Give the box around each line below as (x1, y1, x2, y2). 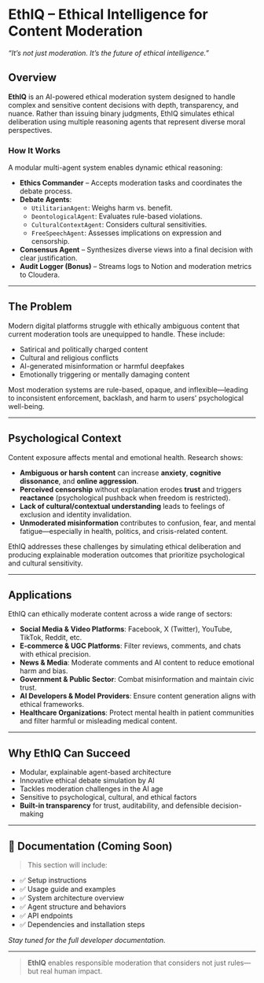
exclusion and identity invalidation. (19, 510, 132, 519)
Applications (8, 588, 72, 602)
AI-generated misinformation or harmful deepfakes (19, 361, 185, 370)
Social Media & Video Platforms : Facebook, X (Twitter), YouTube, (19, 624, 233, 634)
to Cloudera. (19, 270, 60, 280)
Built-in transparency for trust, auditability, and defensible (19, 801, 210, 811)
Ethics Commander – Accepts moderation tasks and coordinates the (19, 179, 243, 188)
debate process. (19, 186, 73, 196)
